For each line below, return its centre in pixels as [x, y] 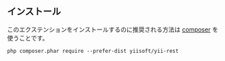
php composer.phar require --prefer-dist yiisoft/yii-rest [93, 51]
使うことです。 [28, 38]
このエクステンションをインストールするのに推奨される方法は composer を [113, 29]
